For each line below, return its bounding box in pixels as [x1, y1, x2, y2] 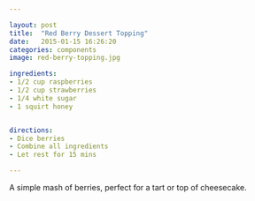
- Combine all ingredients [9, 142, 109, 151]
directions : [9, 125, 53, 135]
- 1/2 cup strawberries [9, 86, 97, 94]
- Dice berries [9, 134, 66, 143]
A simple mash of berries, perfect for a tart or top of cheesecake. [9, 182, 248, 192]
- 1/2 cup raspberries [9, 78, 93, 86]
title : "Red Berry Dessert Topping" [9, 28, 149, 38]
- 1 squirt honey [9, 102, 73, 111]
